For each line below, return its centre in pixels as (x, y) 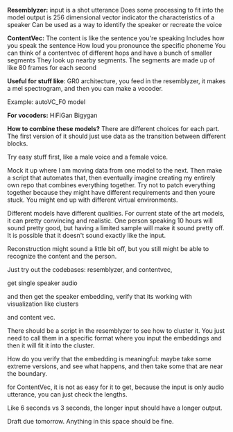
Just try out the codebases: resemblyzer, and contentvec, (90, 269)
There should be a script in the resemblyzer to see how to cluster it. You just (116, 331)
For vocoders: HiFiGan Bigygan (52, 115)
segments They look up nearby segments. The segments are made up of (111, 60)
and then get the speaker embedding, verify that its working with (100, 296)
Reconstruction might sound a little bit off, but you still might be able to (108, 249)
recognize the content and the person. (62, 256)
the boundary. (27, 373)
